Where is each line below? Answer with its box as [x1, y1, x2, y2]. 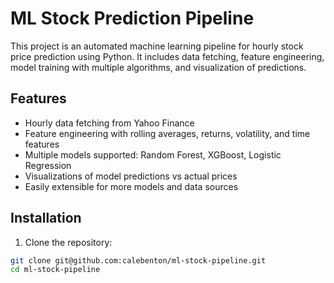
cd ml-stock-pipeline [10, 265, 101, 275]
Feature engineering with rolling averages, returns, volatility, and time [24, 127, 311, 139]
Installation [10, 210, 82, 227]
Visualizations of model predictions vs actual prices [24, 170, 238, 182]
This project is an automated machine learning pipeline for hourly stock [10, 40, 304, 52]
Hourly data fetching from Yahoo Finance [24, 117, 195, 129]
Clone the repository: [24, 236, 113, 248]
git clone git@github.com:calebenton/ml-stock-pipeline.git [10, 255, 267, 266]
